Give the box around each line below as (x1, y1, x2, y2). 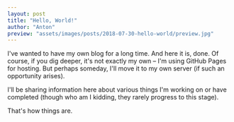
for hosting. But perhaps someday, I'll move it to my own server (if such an (7, 64, 225, 73)
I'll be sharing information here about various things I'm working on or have (7, 85, 227, 94)
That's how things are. (7, 106, 73, 115)
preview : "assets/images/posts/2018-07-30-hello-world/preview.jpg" (7, 30, 214, 37)
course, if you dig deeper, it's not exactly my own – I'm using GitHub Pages (7, 57, 227, 66)
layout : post (7, 10, 46, 18)
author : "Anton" (7, 23, 55, 30)
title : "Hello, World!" (7, 17, 78, 24)
